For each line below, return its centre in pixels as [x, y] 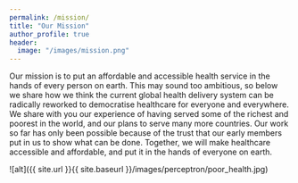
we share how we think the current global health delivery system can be [142, 96]
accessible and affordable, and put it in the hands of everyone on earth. [141, 152]
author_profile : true [50, 34]
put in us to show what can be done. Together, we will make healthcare [140, 143]
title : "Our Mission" [50, 26]
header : [24, 42]
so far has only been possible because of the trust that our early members [146, 133]
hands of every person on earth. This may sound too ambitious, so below [144, 86]
